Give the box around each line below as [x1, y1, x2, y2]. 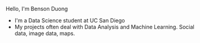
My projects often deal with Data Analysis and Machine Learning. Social [14, 24, 195, 30]
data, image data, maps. [14, 30, 75, 37]
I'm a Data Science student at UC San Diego [14, 17, 125, 24]
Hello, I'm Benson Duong [5, 5, 68, 12]
